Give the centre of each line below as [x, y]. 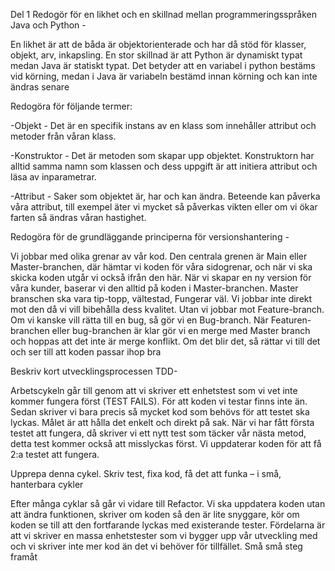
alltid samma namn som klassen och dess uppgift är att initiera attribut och [164, 166]
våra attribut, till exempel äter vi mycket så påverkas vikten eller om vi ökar [164, 207]
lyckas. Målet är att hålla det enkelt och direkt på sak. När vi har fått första [162, 422]
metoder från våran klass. [63, 136]
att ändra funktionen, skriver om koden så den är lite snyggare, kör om [155, 514]
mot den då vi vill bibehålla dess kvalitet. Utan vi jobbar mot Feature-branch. [167, 309]
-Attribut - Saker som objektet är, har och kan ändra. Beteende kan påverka [165, 196]
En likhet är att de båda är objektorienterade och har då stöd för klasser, [158, 44]
